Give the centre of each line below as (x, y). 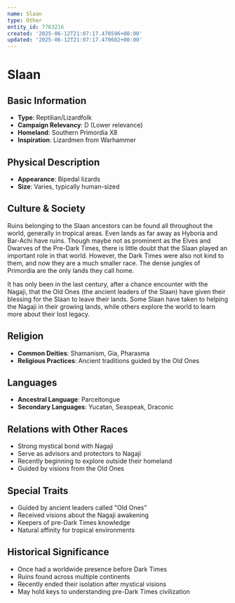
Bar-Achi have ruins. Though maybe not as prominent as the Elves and (109, 241)
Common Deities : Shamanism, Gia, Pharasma (83, 353)
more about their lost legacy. (48, 314)
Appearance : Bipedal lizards (59, 179)
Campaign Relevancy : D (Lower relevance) (80, 125)
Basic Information (47, 100)
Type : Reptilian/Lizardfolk (55, 118)
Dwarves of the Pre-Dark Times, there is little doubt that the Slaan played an (117, 248)
